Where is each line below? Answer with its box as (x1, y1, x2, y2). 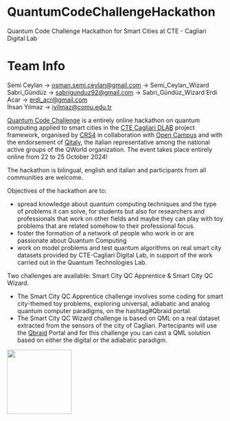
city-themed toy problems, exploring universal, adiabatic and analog (16, 299, 211, 308)
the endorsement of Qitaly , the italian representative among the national (7, 138, 211, 146)
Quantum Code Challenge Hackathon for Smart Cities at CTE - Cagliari (7, 27, 207, 35)
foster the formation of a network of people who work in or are (16, 229, 194, 237)
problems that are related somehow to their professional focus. (16, 221, 196, 230)
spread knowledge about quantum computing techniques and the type (16, 200, 217, 208)
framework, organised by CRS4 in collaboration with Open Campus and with (7, 130, 223, 139)
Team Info (7, 58, 65, 74)
